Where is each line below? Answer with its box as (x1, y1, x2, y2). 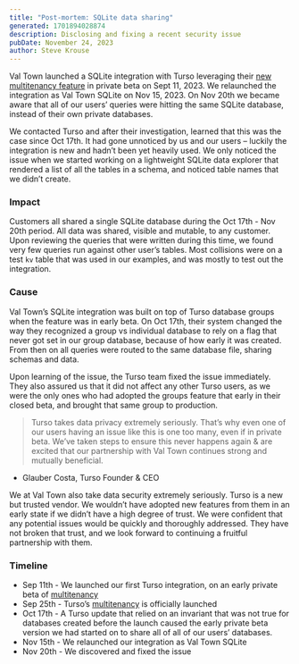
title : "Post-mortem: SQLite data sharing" (9, 13, 174, 22)
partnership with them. (9, 537, 93, 548)
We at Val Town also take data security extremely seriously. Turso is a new (9, 489, 284, 500)
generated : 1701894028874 (9, 21, 105, 30)
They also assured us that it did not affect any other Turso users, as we (9, 381, 270, 391)
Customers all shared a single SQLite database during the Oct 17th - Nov (9, 216, 276, 227)
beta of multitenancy (21, 589, 99, 600)
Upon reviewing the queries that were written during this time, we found (9, 235, 274, 246)
